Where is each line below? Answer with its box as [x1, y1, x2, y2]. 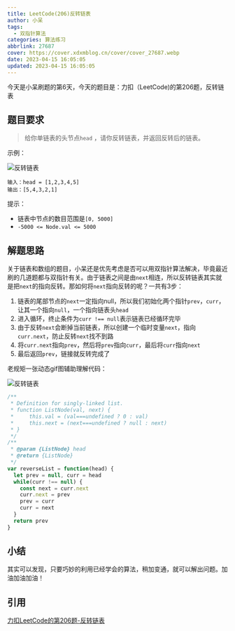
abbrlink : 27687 [7, 43, 55, 50]
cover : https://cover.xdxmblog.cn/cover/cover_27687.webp [7, 50, 180, 57]
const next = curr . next [20, 485, 90, 492]
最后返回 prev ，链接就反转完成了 [17, 350, 111, 358]
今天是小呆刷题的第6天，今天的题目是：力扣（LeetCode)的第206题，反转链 [7, 82, 225, 91]
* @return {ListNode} [10, 452, 73, 460]
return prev [13, 517, 49, 524]
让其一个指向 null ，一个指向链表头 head [17, 306, 129, 314]
